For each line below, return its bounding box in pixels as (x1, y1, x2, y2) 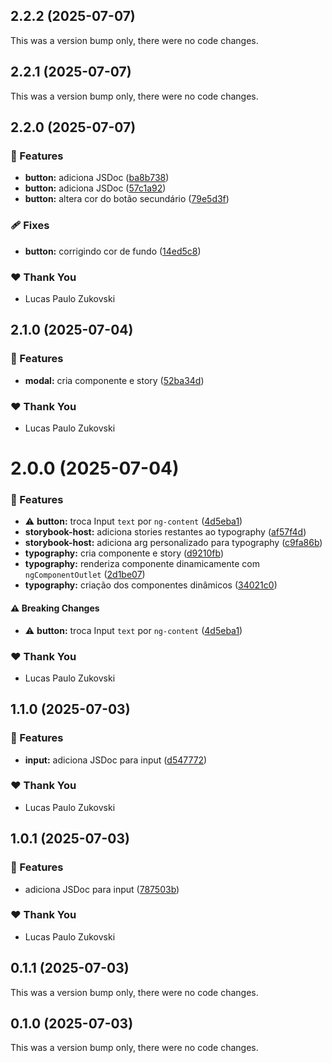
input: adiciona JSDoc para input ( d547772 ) (24, 754, 208, 766)
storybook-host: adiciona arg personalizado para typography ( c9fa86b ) (24, 537, 323, 549)
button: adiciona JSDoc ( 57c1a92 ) (24, 182, 167, 194)
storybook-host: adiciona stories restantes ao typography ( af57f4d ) (24, 526, 307, 538)
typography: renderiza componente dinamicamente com (24, 558, 260, 570)
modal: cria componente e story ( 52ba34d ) (24, 374, 205, 386)
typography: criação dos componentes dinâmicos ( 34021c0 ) (24, 579, 278, 591)
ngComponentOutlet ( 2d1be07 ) (24, 569, 146, 581)
